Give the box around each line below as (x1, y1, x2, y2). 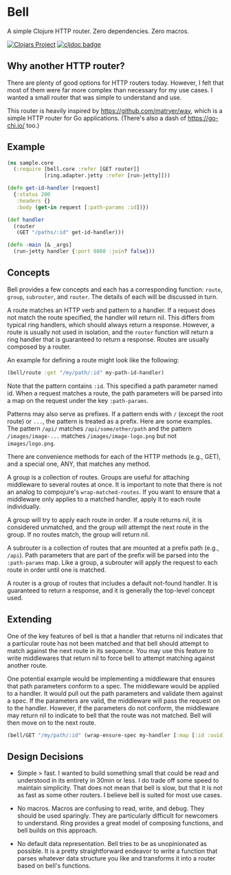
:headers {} (16, 197, 51, 204)
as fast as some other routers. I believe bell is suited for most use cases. (16, 791, 222, 799)
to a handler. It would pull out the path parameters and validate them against (7, 689, 223, 697)
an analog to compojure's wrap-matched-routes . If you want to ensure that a (7, 487, 221, 496)
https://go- (188, 114, 219, 122)
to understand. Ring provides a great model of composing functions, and (16, 819, 223, 827)
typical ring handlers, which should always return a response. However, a (7, 320, 215, 329)
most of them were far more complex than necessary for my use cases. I (7, 85, 213, 94)
